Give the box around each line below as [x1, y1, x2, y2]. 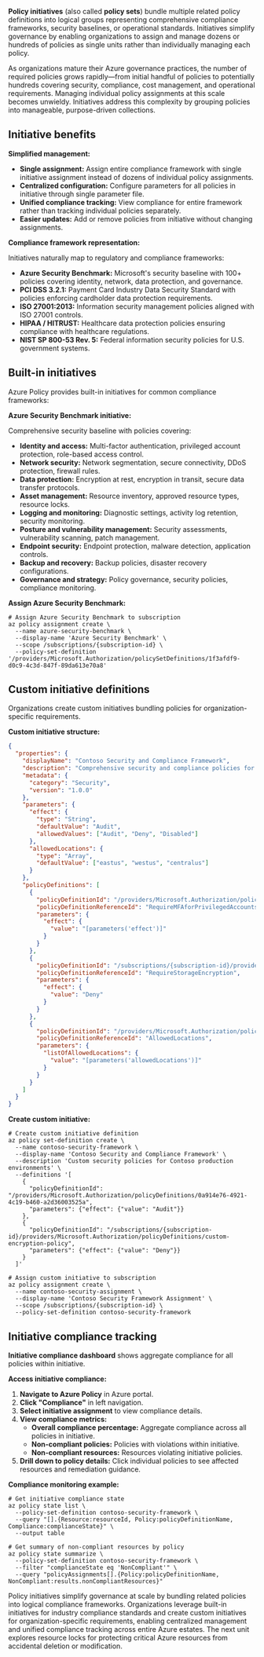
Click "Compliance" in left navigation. [19, 1398, 144, 1407]
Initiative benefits [8, 128, 97, 141]
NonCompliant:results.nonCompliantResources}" [8, 1578, 163, 1586]
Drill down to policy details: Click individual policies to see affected [19, 1457, 239, 1465]
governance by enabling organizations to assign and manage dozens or [8, 31, 240, 41]
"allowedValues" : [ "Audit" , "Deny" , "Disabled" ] [36, 830, 199, 838]
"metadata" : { [22, 772, 68, 779]
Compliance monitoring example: [8, 1480, 119, 1489]
